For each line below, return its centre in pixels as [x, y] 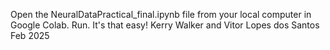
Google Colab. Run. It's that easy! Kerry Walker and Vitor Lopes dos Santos [165, 25]
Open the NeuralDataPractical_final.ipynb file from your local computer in [161, 14]
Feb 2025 [30, 35]
